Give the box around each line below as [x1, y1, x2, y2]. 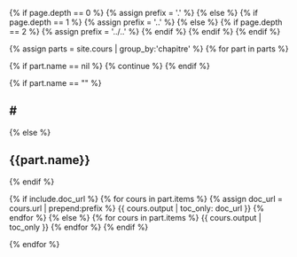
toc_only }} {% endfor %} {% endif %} [9, 222, 149, 232]
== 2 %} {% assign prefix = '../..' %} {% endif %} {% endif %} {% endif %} [9, 27, 281, 36]
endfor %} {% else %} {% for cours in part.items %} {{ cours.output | [9, 212, 262, 222]
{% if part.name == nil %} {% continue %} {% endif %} [9, 61, 210, 71]
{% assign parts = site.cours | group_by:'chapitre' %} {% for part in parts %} [9, 43, 289, 54]
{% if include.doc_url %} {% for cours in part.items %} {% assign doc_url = [9, 193, 284, 204]
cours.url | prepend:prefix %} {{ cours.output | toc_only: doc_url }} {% [9, 203, 264, 214]
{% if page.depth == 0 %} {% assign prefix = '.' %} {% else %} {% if [9, 8, 259, 18]
